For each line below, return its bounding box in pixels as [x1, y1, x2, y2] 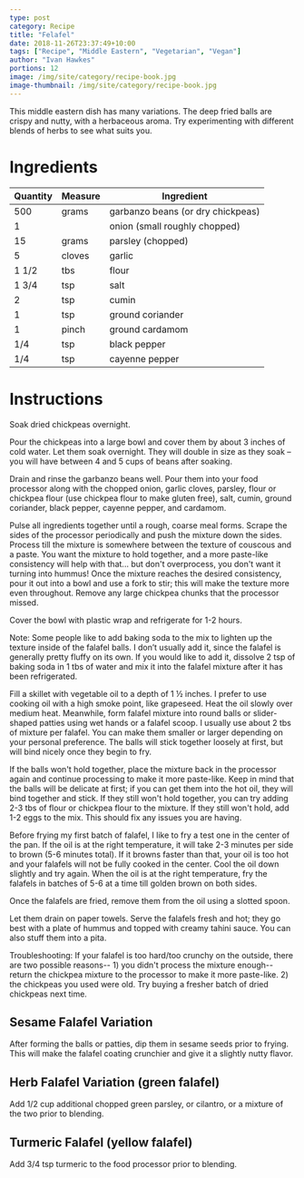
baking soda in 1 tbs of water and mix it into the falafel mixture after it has [9, 661, 283, 672]
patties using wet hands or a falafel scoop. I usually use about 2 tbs [39, 717, 292, 728]
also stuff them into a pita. [9, 932, 107, 943]
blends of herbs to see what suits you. [9, 124, 152, 136]
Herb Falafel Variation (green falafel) [9, 1075, 221, 1090]
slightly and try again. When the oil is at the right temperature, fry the [9, 868, 268, 879]
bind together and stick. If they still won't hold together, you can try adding [9, 792, 289, 803]
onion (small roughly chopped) [109, 220, 240, 232]
